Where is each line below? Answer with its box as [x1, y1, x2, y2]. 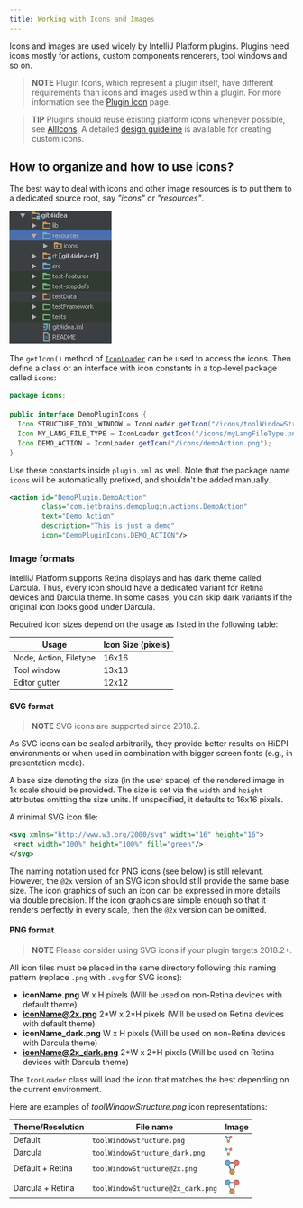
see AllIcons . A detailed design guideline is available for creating [31, 123, 271, 135]
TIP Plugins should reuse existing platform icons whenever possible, [31, 114, 286, 125]
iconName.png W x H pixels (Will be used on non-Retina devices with [22, 989, 282, 1000]
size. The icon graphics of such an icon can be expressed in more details [9, 885, 281, 895]
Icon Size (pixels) [103, 639, 170, 650]
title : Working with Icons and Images [9, 14, 155, 23]
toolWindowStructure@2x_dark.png [91, 1184, 218, 1193]
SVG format [9, 700, 54, 711]
